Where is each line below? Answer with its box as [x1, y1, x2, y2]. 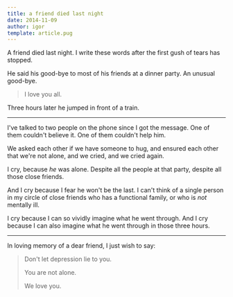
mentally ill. [7, 201, 40, 209]
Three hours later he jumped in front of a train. [7, 103, 140, 112]
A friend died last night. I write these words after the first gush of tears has [7, 49, 221, 57]
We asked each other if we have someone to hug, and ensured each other [7, 144, 219, 153]
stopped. [7, 56, 33, 65]
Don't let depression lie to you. [24, 255, 112, 264]
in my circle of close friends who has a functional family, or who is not [7, 194, 207, 202]
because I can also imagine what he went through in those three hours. [7, 221, 210, 230]
